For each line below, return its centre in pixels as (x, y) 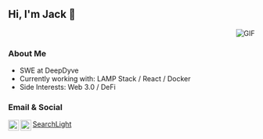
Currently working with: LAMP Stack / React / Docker (105, 79)
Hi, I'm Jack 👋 (42, 14)
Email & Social (35, 108)
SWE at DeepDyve (49, 70)
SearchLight (52, 124)
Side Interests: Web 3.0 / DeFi (67, 87)
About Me (27, 53)
